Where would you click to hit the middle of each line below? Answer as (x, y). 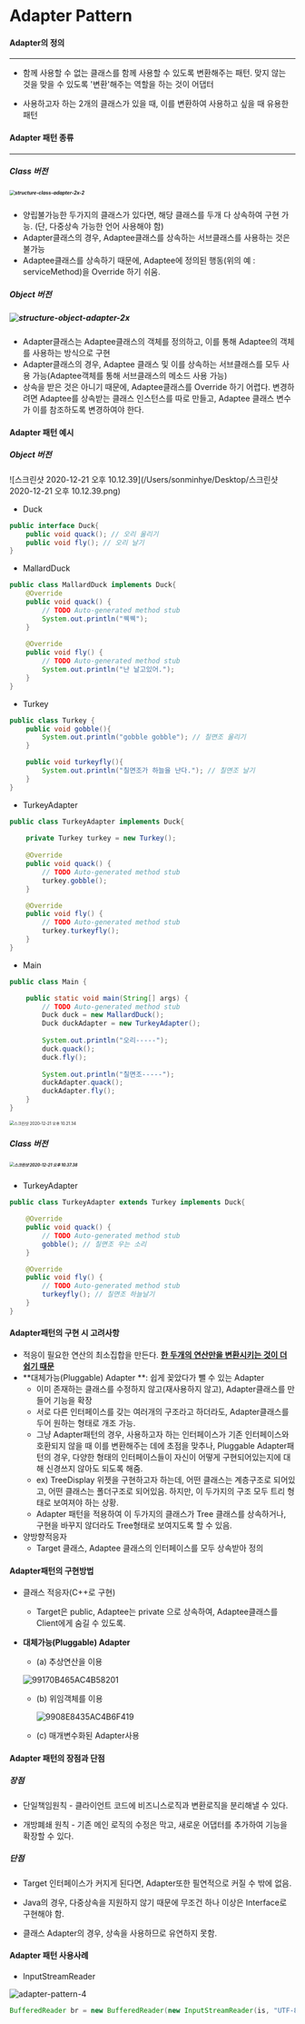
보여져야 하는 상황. (86, 1503)
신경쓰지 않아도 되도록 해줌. (94, 1469)
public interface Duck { (54, 525)
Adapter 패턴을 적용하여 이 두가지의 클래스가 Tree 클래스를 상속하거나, (161, 1514)
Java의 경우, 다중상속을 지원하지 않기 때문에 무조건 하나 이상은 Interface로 (155, 1902)
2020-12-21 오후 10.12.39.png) (65, 491)
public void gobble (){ (69, 729)
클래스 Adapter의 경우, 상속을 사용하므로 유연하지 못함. (120, 1933)
